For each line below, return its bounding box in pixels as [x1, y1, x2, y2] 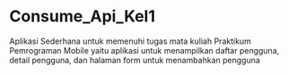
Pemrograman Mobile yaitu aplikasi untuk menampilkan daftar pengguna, [9, 45, 280, 55]
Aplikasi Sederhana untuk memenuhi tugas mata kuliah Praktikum [9, 36, 251, 46]
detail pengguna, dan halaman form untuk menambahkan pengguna [9, 54, 260, 65]
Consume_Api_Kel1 [9, 6, 155, 27]
